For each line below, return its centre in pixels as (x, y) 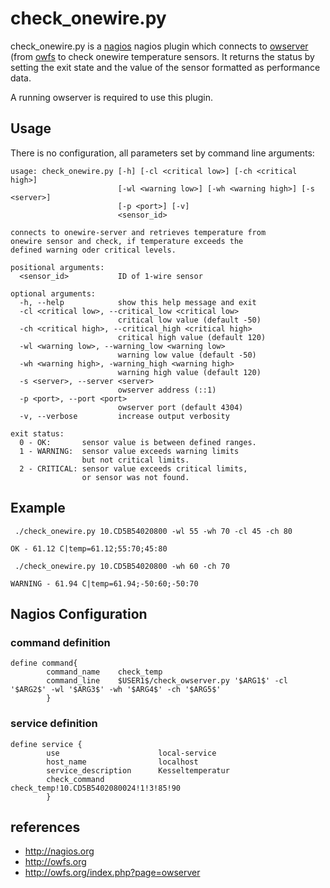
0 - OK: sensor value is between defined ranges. (138, 442)
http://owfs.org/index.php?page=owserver (112, 873)
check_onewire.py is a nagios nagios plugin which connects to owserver (159, 46)
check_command (75, 779)
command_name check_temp (104, 672)
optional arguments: (53, 293)
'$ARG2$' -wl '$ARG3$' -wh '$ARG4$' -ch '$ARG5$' (116, 690)
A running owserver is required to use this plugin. (111, 97)
